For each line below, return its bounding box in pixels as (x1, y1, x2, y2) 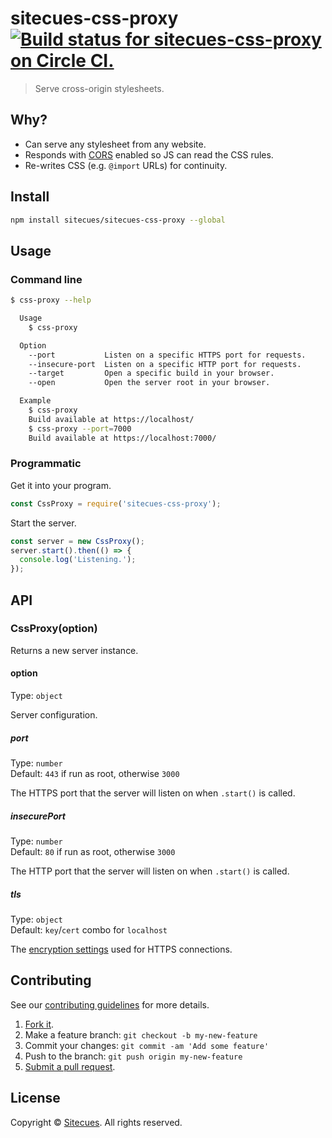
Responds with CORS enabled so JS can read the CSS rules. (24, 148, 274, 161)
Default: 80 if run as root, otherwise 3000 (10, 846, 176, 857)
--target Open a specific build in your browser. (28, 368, 275, 379)
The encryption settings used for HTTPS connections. (10, 943, 233, 955)
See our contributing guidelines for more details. (10, 998, 210, 1011)
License (10, 1090, 61, 1107)
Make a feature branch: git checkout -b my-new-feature (24, 1028, 258, 1041)
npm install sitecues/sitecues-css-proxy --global (10, 215, 226, 225)
